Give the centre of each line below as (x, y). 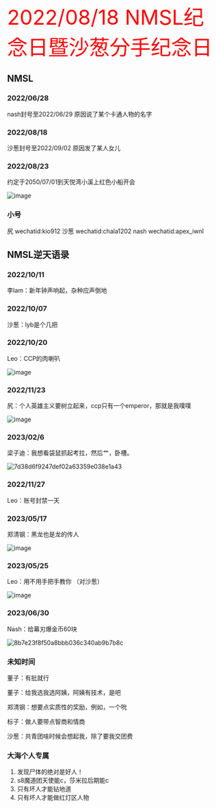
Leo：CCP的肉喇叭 (33, 358)
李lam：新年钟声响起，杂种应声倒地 (57, 290)
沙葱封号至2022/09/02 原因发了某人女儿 (64, 147)
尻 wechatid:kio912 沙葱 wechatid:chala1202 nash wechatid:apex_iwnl (105, 231)
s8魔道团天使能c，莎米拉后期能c (63, 781)
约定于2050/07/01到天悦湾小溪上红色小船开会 (71, 182)
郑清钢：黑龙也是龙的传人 (43, 534)
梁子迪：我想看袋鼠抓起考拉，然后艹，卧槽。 (70, 453)
